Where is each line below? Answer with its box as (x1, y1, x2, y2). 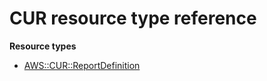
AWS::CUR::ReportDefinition (23, 59, 141, 71)
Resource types (9, 40, 77, 52)
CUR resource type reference (9, 7, 257, 30)
